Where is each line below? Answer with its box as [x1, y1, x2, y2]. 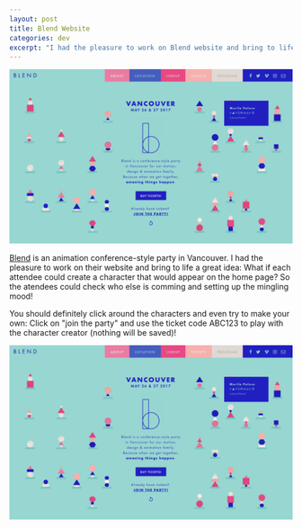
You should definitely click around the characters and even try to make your [9, 309, 290, 319]
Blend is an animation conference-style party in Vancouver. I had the [9, 253, 263, 264]
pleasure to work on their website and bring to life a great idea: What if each [9, 262, 291, 273]
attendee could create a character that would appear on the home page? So [9, 272, 290, 282]
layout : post [9, 14, 58, 23]
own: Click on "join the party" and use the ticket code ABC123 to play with [9, 318, 284, 328]
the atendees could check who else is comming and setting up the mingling [9, 282, 289, 292]
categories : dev [9, 33, 70, 42]
